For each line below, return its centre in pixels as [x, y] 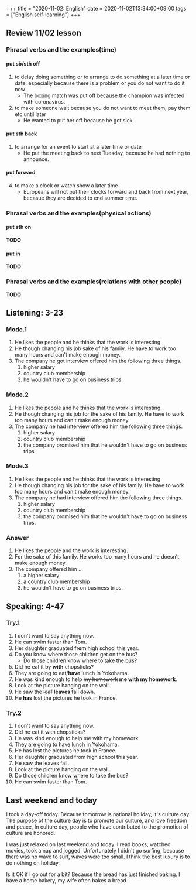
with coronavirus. [44, 101]
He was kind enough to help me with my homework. [77, 738]
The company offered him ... [49, 569]
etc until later [30, 114]
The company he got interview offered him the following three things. [98, 361]
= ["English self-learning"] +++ [43, 15]
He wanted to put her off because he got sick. [79, 120]
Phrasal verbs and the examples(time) [61, 50]
